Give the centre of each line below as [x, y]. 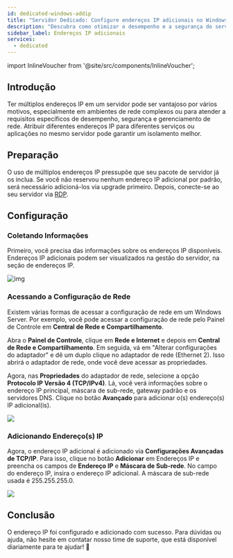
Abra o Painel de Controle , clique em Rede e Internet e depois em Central [114, 340]
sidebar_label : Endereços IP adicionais [67, 33]
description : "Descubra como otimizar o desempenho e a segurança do [110, 26]
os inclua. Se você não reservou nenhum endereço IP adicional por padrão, [115, 179]
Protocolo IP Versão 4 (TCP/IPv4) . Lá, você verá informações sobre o [107, 383]
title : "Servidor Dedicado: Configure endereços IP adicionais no [105, 20]
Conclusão [31, 515]
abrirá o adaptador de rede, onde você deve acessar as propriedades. [107, 362]
